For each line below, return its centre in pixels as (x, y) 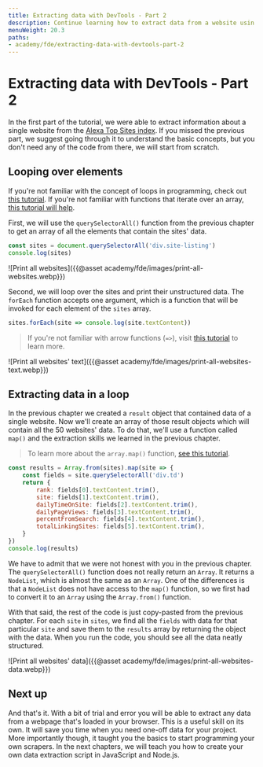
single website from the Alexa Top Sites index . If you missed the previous (126, 131)
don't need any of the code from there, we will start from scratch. (114, 147)
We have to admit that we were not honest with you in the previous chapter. (130, 563)
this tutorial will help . (42, 207)
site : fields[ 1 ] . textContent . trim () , (98, 497)
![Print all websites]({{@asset (56, 267)
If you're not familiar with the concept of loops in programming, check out (128, 190)
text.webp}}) (29, 370)
